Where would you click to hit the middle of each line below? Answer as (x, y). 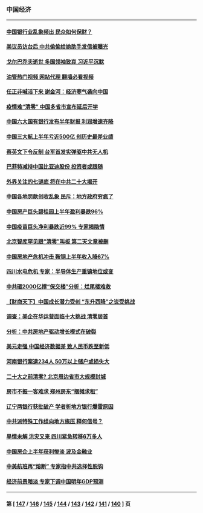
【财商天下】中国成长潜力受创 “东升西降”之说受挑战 (71, 302)
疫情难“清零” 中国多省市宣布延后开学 (52, 107)
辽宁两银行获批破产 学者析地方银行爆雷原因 (60, 406)
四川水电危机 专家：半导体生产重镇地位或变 (60, 271)
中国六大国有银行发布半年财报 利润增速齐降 (60, 122)
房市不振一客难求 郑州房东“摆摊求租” (52, 391)
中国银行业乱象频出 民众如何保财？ (49, 31)
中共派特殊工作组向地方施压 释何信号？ (55, 422)
